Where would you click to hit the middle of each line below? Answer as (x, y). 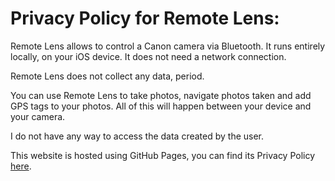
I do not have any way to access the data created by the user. (137, 136)
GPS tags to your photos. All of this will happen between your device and (161, 106)
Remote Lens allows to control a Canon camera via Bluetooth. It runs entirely (168, 46)
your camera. (38, 116)
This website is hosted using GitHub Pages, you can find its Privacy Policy (163, 155)
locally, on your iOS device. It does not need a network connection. (148, 56)
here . (21, 166)
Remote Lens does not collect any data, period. (107, 76)
